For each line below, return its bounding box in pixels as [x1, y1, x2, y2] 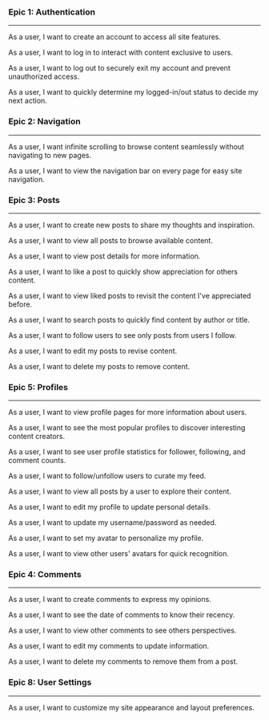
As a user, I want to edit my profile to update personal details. [8, 502, 211, 512]
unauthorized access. [8, 71, 80, 82]
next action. [8, 96, 48, 106]
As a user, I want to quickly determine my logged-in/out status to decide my [8, 87, 259, 97]
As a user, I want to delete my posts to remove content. [8, 361, 191, 371]
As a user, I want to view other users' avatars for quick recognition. [8, 549, 230, 559]
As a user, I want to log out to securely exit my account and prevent [8, 63, 231, 73]
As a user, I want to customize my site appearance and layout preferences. [8, 702, 255, 712]
